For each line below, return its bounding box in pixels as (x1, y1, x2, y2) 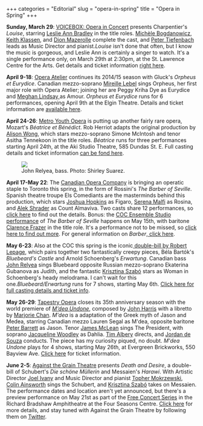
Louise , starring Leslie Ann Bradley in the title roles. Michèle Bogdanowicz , (6, 30, 192, 37)
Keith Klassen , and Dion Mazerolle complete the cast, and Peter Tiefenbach (6, 36, 195, 43)
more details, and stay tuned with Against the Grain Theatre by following (6, 407, 186, 413)
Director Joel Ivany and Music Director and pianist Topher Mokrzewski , (6, 375, 183, 381)
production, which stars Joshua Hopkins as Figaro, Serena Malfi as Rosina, (6, 198, 193, 205)
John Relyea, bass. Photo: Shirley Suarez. (21, 167, 125, 174)
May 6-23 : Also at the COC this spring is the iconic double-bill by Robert (6, 242, 187, 249)
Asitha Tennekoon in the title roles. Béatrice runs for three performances (6, 137, 187, 144)
